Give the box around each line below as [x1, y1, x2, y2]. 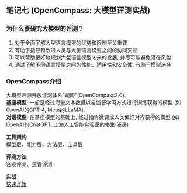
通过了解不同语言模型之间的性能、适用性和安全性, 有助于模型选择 [14, 61, 171, 68]
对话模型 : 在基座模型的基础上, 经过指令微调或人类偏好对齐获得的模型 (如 [6, 113, 179, 120]
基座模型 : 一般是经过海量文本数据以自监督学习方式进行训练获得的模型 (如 [6, 99, 182, 106]
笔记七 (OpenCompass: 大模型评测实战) [6, 5, 151, 16]
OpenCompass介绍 [6, 77, 61, 85]
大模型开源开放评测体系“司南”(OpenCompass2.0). [6, 92, 126, 99]
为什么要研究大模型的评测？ [6, 25, 84, 33]
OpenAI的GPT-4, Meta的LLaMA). [6, 106, 85, 113]
